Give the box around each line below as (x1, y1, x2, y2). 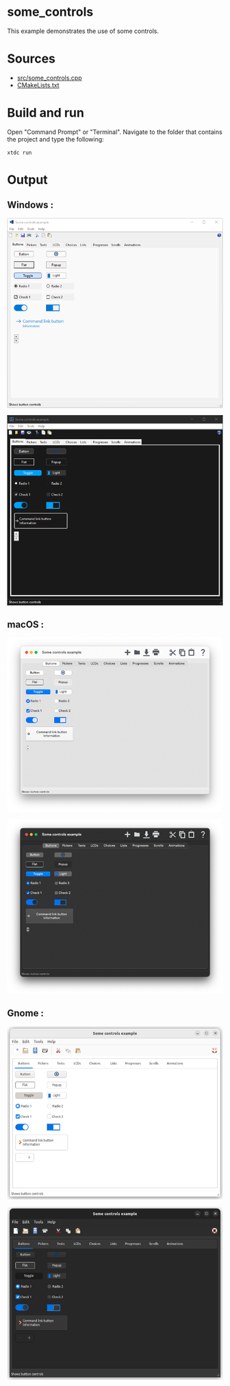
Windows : (7, 199, 53, 211)
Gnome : (7, 1007, 44, 1019)
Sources (7, 51, 56, 67)
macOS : (7, 619, 44, 631)
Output (7, 172, 48, 188)
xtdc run (7, 149, 32, 156)
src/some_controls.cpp (16, 74, 82, 82)
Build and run (7, 105, 84, 121)
